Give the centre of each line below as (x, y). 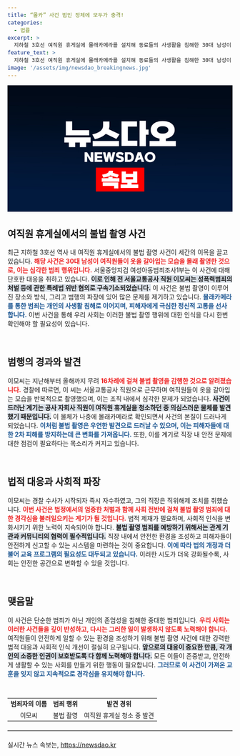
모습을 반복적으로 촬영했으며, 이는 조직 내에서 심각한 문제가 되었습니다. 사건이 (122, 398)
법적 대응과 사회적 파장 (54, 482)
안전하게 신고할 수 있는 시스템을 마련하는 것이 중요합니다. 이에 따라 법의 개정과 (115, 545)
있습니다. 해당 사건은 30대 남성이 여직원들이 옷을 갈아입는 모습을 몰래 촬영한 (112, 262)
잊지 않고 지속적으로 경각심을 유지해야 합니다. (82, 673)
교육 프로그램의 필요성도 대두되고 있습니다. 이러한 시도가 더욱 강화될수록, (121, 554)
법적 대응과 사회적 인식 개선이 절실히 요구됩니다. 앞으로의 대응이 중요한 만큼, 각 (116, 647)
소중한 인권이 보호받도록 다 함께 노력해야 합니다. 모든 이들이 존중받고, (116, 656)
